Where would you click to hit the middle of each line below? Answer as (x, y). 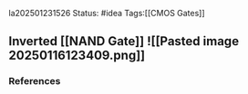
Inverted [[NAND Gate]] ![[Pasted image (124, 41)
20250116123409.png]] (77, 56)
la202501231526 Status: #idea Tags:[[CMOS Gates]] (107, 13)
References (35, 81)
